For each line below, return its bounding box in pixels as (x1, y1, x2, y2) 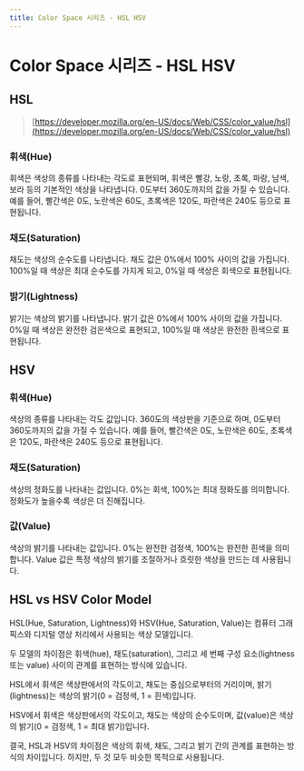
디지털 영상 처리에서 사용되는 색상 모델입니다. (33, 628, 193, 639)
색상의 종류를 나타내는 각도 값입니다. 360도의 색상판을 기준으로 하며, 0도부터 (9, 414, 281, 425)
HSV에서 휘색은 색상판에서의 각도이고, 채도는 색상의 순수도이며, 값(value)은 (9, 709, 278, 720)
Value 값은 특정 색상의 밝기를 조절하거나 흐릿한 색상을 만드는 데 (35, 554, 260, 565)
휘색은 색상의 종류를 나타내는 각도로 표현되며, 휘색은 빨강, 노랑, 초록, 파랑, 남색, (9, 172, 289, 183)
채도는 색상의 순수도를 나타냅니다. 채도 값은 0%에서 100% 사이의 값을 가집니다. (9, 254, 290, 265)
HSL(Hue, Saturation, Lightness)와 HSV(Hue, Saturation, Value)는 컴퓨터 (9, 617, 277, 628)
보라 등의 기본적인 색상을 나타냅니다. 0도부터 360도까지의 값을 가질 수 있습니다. (9, 184, 290, 195)
